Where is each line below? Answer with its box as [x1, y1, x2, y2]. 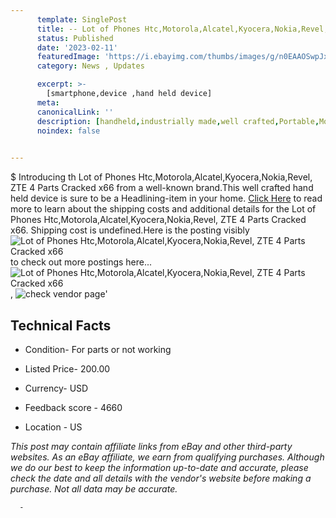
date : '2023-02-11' [36, 42, 118, 53]
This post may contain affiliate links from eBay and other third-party [10, 440, 293, 452]
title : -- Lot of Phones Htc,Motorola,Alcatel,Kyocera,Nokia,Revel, [36, 24, 329, 34]
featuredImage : [36, 52, 101, 62]
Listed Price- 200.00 [24, 362, 111, 375]
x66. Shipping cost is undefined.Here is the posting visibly [10, 224, 250, 236]
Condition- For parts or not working [24, 343, 172, 355]
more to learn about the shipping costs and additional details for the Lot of [10, 203, 317, 215]
